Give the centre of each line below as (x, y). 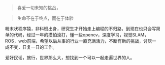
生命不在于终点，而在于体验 (45, 18)
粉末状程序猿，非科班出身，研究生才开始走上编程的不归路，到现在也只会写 (81, 29)
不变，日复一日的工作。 (33, 47)
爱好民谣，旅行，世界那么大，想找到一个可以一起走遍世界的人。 (70, 58)
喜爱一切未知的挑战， (39, 8)
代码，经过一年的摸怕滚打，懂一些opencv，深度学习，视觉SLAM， (81, 35)
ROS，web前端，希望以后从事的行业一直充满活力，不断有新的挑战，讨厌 (79, 41)
